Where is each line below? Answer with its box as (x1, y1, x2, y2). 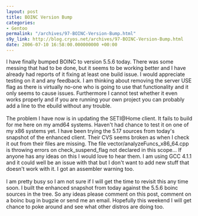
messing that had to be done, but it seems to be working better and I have (6, 64, 186, 71)
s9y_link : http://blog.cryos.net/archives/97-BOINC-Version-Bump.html (6, 36, 184, 42)
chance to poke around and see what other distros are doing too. (6, 203, 164, 210)
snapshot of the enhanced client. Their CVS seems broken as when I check (6, 134, 190, 141)
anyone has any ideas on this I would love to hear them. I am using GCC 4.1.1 (6, 153, 192, 160)
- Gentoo (6, 25, 28, 31)
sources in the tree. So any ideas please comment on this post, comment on (6, 190, 191, 198)
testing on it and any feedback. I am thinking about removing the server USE (6, 77, 192, 84)
